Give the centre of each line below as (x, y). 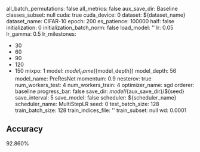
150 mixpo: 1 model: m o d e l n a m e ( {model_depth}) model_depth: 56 (96, 72)
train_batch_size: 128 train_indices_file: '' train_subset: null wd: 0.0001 (101, 110)
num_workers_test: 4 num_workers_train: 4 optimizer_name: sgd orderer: (104, 85)
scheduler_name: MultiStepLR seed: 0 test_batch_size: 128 (87, 104)
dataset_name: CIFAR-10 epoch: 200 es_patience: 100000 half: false (90, 21)
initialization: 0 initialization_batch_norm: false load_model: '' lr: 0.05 (90, 27)
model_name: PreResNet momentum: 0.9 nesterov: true (83, 78)
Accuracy (25, 129)
